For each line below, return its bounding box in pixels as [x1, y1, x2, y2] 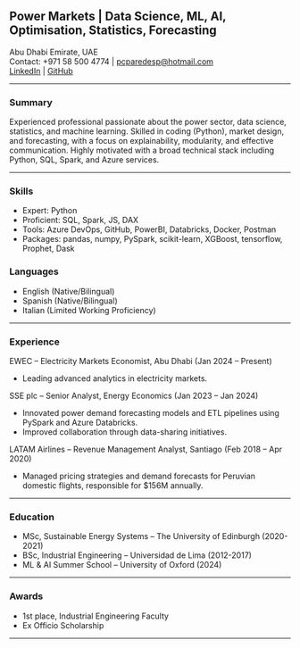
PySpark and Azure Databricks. [21, 417, 138, 428]
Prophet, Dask [21, 243, 75, 254]
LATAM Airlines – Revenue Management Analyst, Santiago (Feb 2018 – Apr [9, 444, 283, 454]
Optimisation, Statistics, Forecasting [9, 23, 217, 38]
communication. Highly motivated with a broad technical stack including [9, 145, 275, 156]
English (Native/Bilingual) [21, 286, 115, 296]
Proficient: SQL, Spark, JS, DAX [21, 215, 139, 226]
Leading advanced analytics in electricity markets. [21, 373, 208, 384]
